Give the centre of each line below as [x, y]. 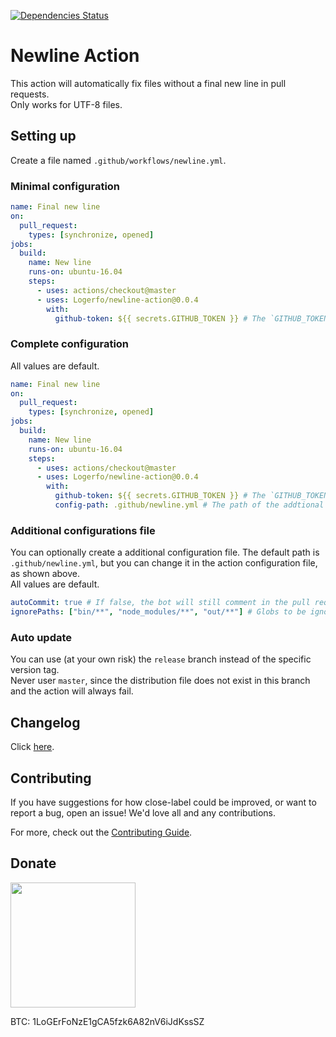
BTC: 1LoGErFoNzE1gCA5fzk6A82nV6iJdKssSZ [107, 1021]
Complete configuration [70, 344]
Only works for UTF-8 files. [66, 104]
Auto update [41, 637]
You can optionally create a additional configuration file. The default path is [165, 552]
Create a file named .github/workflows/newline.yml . [118, 160]
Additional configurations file [83, 530]
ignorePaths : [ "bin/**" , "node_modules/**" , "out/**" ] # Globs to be [158, 612]
